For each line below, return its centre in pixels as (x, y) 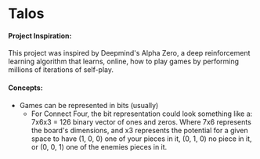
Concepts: (25, 88)
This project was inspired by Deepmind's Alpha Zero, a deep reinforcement (129, 53)
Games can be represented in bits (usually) (89, 105)
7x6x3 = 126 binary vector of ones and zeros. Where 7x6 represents (141, 121)
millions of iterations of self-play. (61, 70)
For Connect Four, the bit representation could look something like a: (142, 114)
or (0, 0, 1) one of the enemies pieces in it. (99, 146)
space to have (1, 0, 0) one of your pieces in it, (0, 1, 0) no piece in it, (141, 139)
